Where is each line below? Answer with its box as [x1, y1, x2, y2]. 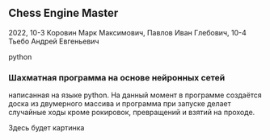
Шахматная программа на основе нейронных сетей [8, 72, 226, 83]
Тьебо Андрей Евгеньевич [8, 36, 99, 46]
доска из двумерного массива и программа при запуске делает [8, 99, 232, 109]
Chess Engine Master [8, 6, 119, 20]
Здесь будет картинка [8, 123, 85, 133]
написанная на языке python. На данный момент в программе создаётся [8, 90, 262, 100]
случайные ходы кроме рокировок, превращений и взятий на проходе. [8, 108, 255, 117]
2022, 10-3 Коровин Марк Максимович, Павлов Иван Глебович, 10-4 [8, 27, 247, 37]
